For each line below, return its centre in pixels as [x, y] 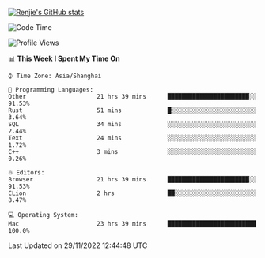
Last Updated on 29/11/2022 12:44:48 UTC [78, 245]
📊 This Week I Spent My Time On [64, 58]
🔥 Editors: [26, 173]
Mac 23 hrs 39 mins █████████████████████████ [132, 224]
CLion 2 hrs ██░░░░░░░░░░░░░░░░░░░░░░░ [132, 193]
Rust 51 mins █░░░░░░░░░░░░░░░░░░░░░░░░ [132, 110]
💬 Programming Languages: [51, 90]
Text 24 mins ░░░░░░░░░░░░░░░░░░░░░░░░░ [132, 138]
